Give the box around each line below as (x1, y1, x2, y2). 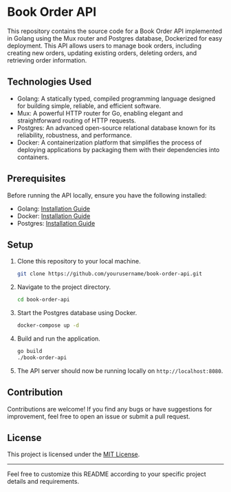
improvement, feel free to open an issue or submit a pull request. (7, 412, 190, 420)
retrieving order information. (7, 56, 87, 64)
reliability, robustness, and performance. (16, 131, 133, 139)
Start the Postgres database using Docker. (16, 309, 137, 317)
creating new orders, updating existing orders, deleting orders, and (7, 49, 197, 57)
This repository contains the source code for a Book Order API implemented (7, 27, 222, 35)
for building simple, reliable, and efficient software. (16, 101, 162, 110)
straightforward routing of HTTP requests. (16, 116, 136, 125)
